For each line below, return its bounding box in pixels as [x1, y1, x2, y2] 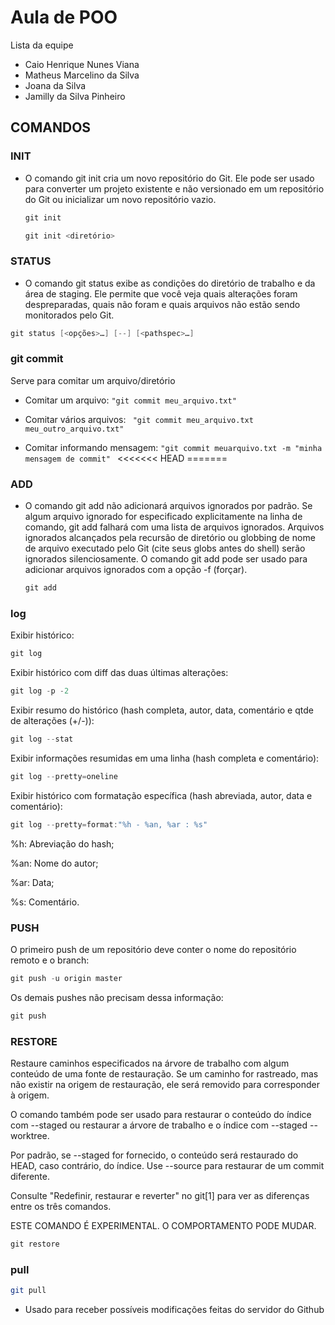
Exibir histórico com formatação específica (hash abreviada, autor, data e [10, 789, 313, 801]
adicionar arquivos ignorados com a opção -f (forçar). [24, 564, 248, 576]
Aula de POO [10, 6, 118, 29]
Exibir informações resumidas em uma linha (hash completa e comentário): [10, 752, 320, 764]
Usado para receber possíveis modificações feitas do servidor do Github [24, 1304, 325, 1316]
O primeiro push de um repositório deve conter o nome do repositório [10, 943, 297, 955]
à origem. [10, 1089, 50, 1101]
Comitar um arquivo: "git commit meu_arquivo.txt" [24, 394, 237, 406]
